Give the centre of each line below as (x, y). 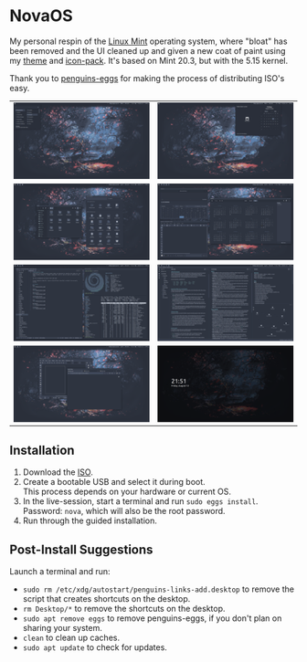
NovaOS (41, 16)
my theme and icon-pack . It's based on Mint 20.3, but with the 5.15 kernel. (149, 60)
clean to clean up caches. (71, 638)
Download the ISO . (58, 472)
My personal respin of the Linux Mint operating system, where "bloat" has (148, 41)
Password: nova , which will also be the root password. (124, 511)
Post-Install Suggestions (81, 549)
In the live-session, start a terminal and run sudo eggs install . (140, 501)
